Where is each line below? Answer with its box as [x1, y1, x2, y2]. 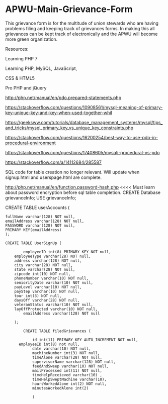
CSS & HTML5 [5, 75, 35, 81]
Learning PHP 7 [5, 55, 38, 61]
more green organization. [5, 36, 58, 42]
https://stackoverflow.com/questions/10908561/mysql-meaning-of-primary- [5, 104, 163, 110]
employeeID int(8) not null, [18, 342, 80, 347]
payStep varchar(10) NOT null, [14, 289, 80, 294]
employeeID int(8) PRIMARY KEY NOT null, [23, 249, 112, 254]
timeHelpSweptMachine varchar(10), [32, 377, 107, 382]
